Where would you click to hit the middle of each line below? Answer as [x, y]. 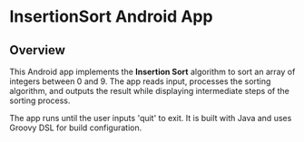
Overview [38, 50]
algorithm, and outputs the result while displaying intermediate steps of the [150, 91]
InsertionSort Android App [111, 17]
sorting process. [40, 100]
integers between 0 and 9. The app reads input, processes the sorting [140, 81]
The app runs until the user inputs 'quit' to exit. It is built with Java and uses [151, 118]
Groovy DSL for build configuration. [76, 128]
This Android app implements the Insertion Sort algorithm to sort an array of [152, 71]
